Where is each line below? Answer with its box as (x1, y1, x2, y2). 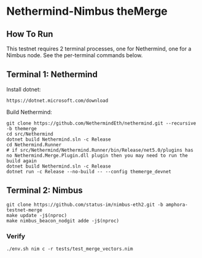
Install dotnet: (6, 85, 41, 93)
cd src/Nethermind (6, 131, 53, 137)
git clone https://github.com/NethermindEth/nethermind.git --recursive (6, 120, 196, 127)
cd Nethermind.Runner (6, 141, 62, 148)
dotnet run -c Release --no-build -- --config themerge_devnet (6, 168, 172, 174)
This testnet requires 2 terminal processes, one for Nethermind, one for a (6, 45, 192, 52)
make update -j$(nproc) (6, 212, 68, 219)
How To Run (6, 29, 53, 39)
